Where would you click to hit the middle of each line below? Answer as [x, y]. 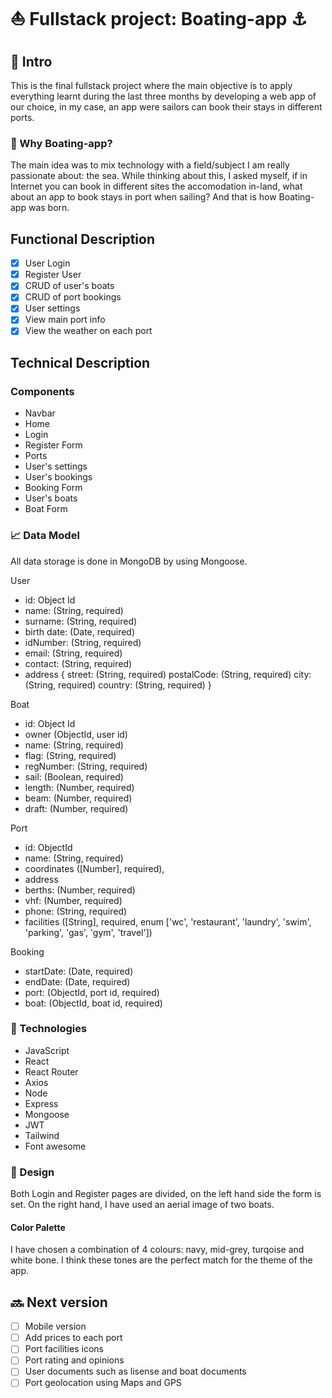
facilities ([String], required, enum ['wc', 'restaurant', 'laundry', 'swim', [168, 921]
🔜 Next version [59, 1302]
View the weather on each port [88, 331]
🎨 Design [32, 1172]
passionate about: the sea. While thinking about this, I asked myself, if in [159, 176]
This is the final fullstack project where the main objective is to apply [151, 85]
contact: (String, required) [78, 663]
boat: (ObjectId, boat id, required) [93, 1003]
